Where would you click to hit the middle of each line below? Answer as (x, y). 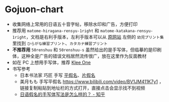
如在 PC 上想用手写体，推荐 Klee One (51, 62)
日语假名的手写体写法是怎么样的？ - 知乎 (62, 94)
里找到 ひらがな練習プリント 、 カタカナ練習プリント (60, 43)
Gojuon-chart (34, 9)
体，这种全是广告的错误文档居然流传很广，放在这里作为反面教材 (79, 56)
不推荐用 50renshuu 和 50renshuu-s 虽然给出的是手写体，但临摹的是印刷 (87, 49)
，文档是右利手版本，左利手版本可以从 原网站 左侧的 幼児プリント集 (95, 37)
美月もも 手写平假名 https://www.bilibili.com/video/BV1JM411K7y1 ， (92, 81)
